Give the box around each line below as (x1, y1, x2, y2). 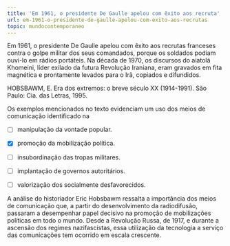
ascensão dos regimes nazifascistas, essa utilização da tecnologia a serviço (7, 223, 224, 232)
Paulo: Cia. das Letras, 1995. (7, 91, 88, 100)
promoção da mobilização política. (17, 139, 116, 148)
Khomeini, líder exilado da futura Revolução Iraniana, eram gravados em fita (7, 63, 222, 72)
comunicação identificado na (7, 112, 90, 120)
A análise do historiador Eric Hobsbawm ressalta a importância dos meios (7, 194, 217, 203)
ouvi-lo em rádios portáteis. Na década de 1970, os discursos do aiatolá (7, 56, 211, 65)
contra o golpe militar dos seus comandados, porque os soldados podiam (7, 49, 216, 57)
